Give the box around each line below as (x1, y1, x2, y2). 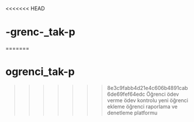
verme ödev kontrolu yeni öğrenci (107, 96, 188, 104)
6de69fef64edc (107, 90, 145, 97)
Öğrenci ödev (146, 90, 179, 97)
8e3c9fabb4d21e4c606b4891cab (107, 84, 188, 91)
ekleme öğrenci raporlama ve (107, 103, 178, 110)
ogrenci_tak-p (5, 65, 75, 78)
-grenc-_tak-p (5, 26, 75, 39)
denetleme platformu (107, 109, 158, 116)
